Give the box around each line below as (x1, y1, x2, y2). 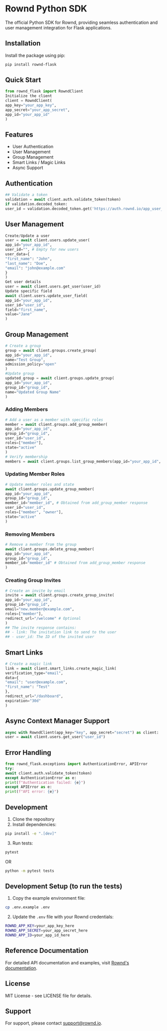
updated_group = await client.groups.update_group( (5, 376, 114, 381)
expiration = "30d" (5, 698, 41, 703)
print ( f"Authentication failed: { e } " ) (5, 780, 85, 785)
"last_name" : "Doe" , (5, 261, 48, 266)
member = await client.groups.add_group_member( (5, 422, 108, 427)
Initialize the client (5, 94, 52, 98)
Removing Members (5, 531, 55, 538)
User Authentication (12, 144, 54, 150)
